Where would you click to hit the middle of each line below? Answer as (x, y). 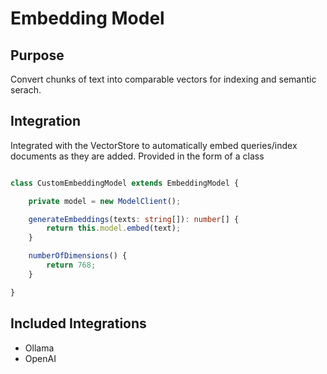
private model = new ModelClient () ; (105, 201)
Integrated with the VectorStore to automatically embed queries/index (154, 145)
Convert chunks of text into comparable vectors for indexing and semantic (163, 79)
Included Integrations (78, 323)
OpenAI (40, 358)
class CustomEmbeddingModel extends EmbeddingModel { (125, 183)
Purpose (37, 55)
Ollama (39, 348)
